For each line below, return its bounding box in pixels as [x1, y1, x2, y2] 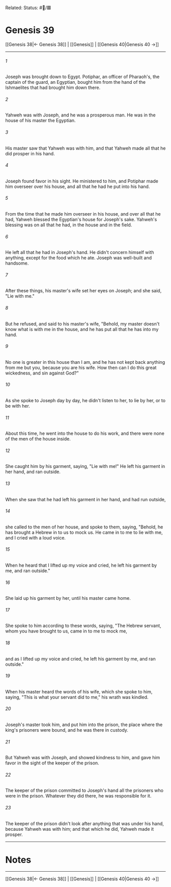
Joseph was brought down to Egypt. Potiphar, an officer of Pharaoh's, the [5, 74, 160, 80]
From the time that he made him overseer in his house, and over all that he [5, 211, 161, 217]
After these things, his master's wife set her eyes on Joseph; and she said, [5, 288, 162, 294]
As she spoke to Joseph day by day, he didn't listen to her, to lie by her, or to [5, 397, 166, 403]
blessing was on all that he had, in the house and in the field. [5, 222, 132, 228]
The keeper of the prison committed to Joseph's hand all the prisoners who [5, 787, 164, 793]
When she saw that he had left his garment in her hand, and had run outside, [5, 496, 166, 502]
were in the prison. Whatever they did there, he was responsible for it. [5, 793, 152, 799]
